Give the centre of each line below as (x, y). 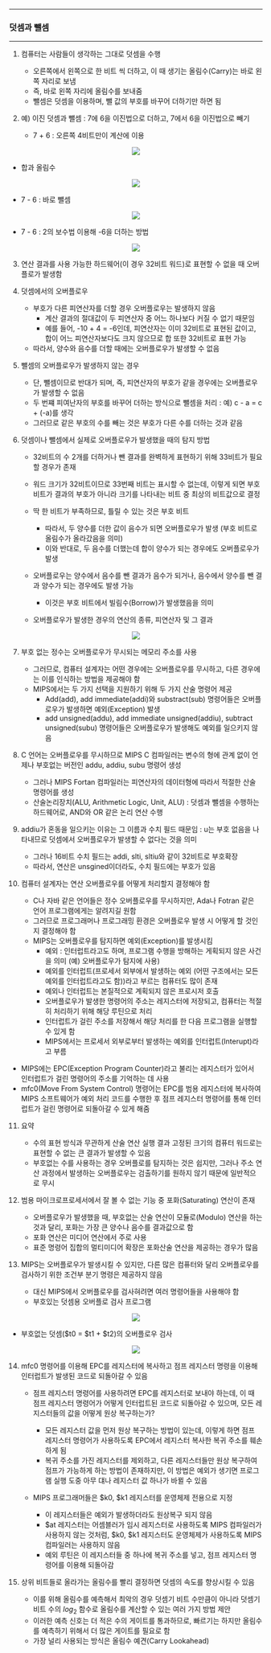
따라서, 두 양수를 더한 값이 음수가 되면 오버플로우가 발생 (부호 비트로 (151, 528)
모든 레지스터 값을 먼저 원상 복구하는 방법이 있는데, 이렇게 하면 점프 (150, 1430)
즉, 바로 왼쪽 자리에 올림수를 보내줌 (88, 91)
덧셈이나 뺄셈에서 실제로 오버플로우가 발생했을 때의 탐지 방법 (115, 440)
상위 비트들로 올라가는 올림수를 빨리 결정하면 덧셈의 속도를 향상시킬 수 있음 (138, 1582)
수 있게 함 (60, 1032)
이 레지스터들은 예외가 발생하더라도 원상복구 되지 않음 (129, 1515)
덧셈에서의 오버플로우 (54, 291)
